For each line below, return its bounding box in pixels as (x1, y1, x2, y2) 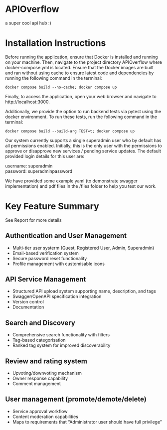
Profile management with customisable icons (12, 261, 105, 267)
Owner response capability (12, 375, 68, 382)
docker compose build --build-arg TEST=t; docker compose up (5, 129, 135, 134)
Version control (12, 299, 44, 305)
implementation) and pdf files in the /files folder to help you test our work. (5, 183, 157, 189)
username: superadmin (5, 163, 53, 169)
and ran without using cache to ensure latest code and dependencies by (5, 70, 154, 76)
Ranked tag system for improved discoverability (12, 342, 111, 348)
